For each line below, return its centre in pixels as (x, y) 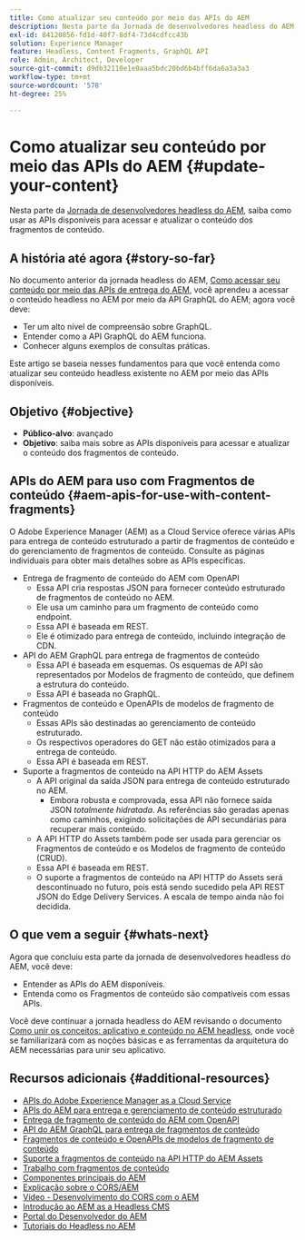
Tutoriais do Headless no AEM (79, 1225)
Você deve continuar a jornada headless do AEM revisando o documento (146, 1021)
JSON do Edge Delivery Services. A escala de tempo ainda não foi (160, 897)
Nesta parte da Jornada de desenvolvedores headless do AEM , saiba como (151, 211)
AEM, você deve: (41, 966)
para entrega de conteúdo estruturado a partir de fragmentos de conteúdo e (152, 541)
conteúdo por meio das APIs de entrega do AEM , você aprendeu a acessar (149, 290)
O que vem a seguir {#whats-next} (109, 935)
